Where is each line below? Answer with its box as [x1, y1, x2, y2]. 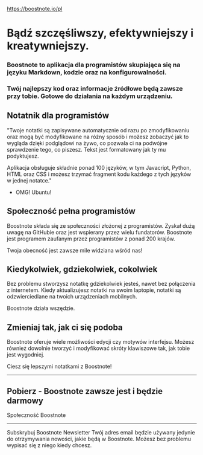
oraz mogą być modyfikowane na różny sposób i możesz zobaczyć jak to [7, 133, 189, 140]
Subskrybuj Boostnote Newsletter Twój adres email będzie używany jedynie [7, 429, 195, 436]
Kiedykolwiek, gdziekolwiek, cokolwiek [7, 264, 158, 274]
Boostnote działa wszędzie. [7, 305, 75, 312]
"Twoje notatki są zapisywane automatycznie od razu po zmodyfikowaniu [7, 126, 190, 134]
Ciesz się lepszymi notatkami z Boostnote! [7, 363, 112, 370]
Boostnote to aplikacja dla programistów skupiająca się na [7, 60, 181, 69]
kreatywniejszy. [7, 39, 89, 53]
